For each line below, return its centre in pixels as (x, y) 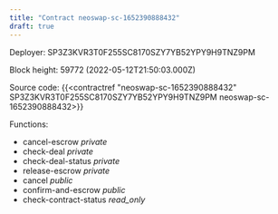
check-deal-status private (71, 160)
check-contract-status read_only (84, 199)
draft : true (32, 26)
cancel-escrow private (65, 141)
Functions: (29, 124)
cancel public (48, 180)
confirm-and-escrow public (74, 190)
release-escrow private (66, 170)
